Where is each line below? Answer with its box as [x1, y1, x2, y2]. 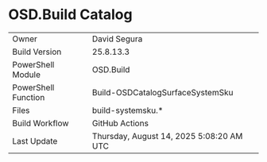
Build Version [12, 46, 62, 57]
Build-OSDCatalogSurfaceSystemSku [91, 87, 234, 98]
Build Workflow [12, 118, 69, 129]
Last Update [12, 135, 58, 146]
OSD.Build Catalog [8, 6, 133, 24]
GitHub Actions [91, 118, 149, 129]
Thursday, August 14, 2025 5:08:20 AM [91, 130, 243, 141]
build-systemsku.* [91, 105, 164, 116]
